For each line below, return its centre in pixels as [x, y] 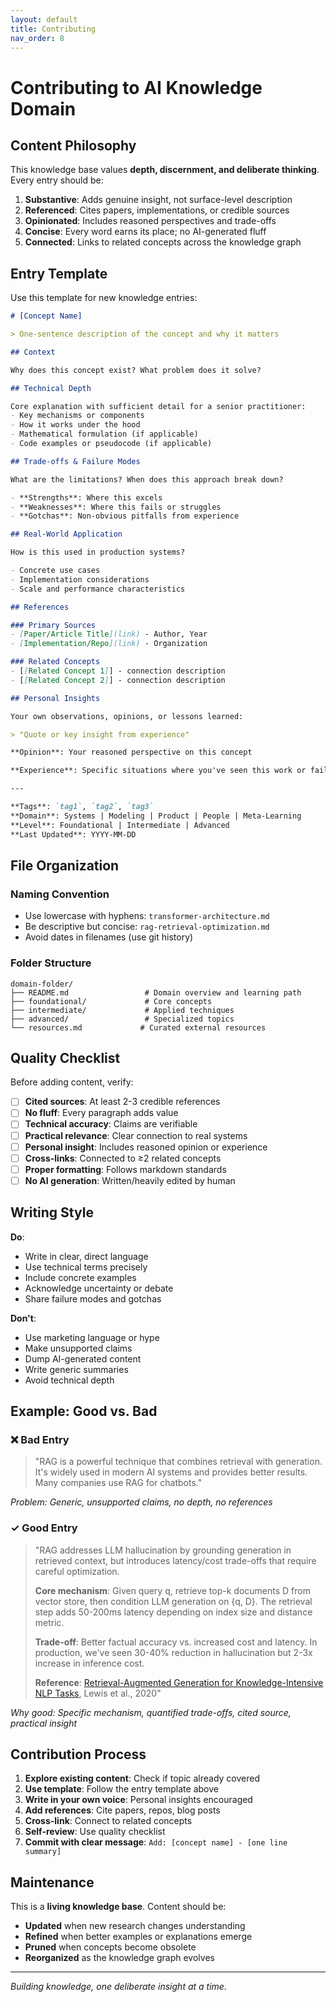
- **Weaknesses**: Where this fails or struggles [116, 507]
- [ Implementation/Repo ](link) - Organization [109, 644]
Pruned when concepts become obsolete [110, 1947]
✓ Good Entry [44, 1528]
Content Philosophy [73, 145]
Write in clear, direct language [86, 1256]
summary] [43, 1852]
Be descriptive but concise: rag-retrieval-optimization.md [147, 927]
